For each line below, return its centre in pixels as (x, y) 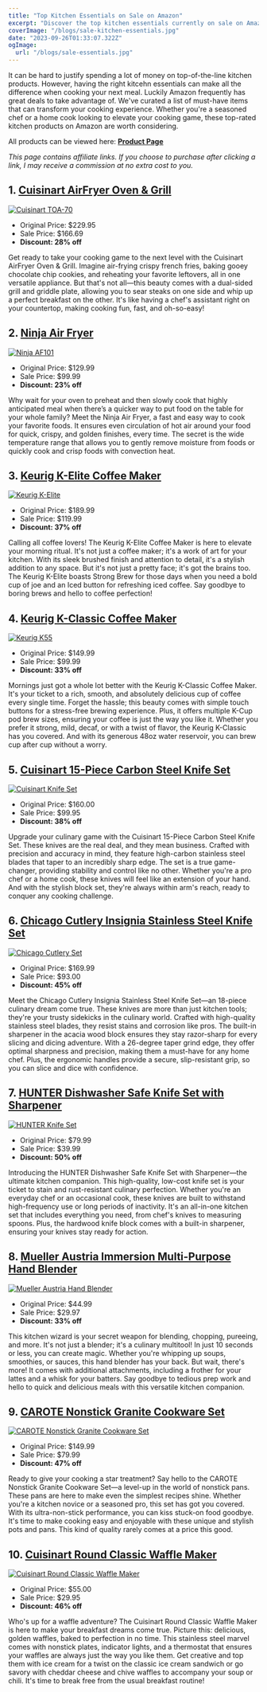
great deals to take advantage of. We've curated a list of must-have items (128, 101)
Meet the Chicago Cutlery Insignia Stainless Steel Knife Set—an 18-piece (128, 1000)
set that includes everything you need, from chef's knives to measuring (125, 1214)
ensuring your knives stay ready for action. (78, 1232)
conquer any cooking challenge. (61, 896)
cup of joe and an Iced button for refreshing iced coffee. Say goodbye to (127, 585)
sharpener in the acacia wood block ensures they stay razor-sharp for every (133, 1034)
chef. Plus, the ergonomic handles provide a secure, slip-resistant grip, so (129, 1059)
